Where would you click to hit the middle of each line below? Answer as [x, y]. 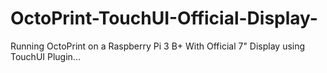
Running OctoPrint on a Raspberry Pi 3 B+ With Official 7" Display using [158, 46]
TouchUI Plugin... [45, 56]
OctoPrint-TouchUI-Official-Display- [164, 18]
